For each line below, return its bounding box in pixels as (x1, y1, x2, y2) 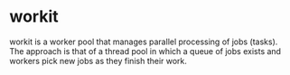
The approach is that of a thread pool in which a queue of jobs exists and (9, 45, 282, 56)
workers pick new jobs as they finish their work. (9, 55, 188, 66)
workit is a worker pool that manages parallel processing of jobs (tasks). (9, 36, 278, 47)
